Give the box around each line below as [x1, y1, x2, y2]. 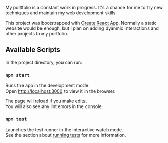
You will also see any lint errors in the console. [5, 103, 103, 110]
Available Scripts [5, 46, 60, 55]
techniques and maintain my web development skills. [5, 10, 117, 16]
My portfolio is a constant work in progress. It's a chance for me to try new [5, 5, 163, 10]
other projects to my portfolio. [5, 31, 68, 37]
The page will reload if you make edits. [5, 98, 87, 104]
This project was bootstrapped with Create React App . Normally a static [5, 20, 157, 26]
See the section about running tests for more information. [5, 132, 127, 138]
